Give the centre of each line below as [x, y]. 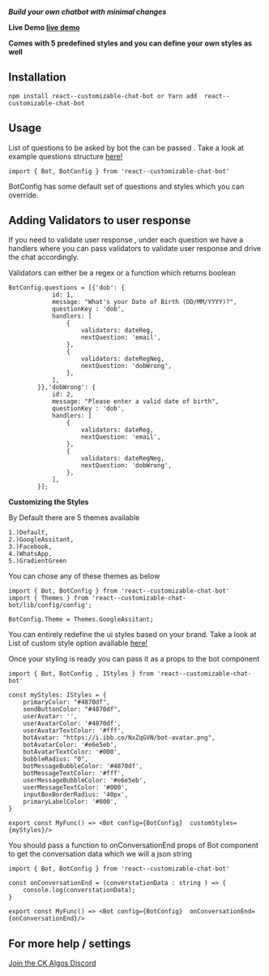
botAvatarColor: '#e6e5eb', [70, 745]
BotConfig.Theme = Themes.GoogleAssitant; [81, 620]
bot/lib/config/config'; [50, 605]
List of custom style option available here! [78, 643]
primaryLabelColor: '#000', [70, 802]
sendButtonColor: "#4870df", [72, 709]
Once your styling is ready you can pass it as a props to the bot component [134, 659]
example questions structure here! [66, 156]
